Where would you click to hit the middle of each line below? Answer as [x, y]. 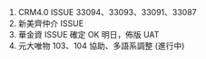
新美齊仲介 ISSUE [51, 23]
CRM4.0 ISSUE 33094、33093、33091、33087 [107, 12]
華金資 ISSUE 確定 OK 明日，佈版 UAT [88, 34]
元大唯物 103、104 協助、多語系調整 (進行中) [101, 46]
